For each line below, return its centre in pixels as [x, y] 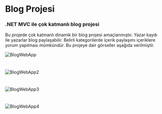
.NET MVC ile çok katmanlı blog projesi [52, 24]
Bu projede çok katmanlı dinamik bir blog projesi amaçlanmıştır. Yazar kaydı [81, 35]
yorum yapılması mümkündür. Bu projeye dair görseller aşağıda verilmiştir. [80, 46]
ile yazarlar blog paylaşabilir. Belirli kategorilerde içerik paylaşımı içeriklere [80, 40]
